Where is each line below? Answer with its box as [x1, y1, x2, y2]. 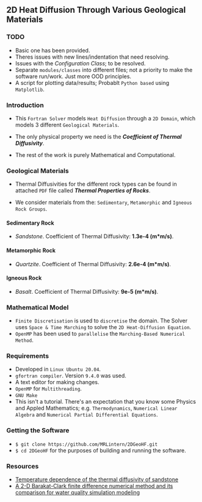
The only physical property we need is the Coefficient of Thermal [15, 133, 182, 140]
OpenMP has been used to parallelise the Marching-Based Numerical [15, 330, 185, 338]
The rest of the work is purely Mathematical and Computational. [15, 151, 176, 158]
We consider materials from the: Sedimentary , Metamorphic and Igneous [15, 198, 192, 206]
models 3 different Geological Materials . [15, 121, 120, 128]
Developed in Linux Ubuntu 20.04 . [15, 366, 101, 373]
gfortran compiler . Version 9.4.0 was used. [15, 372, 127, 379]
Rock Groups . [15, 205, 48, 213]
